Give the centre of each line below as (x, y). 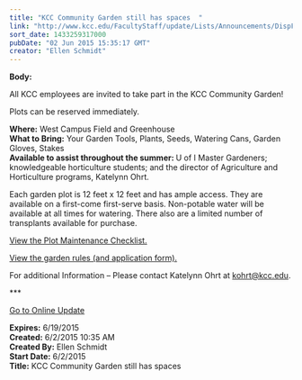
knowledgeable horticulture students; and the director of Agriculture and (144, 167)
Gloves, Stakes (37, 149)
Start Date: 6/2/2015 (48, 357)
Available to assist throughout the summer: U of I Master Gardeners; (138, 158)
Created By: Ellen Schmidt (58, 347)
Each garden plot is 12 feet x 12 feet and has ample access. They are (136, 195)
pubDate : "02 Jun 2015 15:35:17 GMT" (80, 43)
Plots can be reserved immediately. (75, 112)
